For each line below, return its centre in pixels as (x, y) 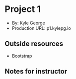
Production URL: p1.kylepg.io (41, 28)
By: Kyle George (28, 23)
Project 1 (23, 9)
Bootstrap (22, 56)
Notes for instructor (36, 71)
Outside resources (34, 44)
